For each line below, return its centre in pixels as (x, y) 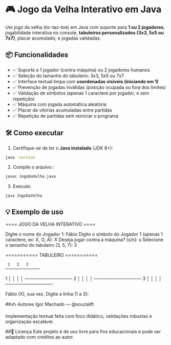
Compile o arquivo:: (33, 167)
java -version (20, 157)
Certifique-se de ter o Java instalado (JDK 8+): (63, 148)
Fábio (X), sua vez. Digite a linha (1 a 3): (47, 294)
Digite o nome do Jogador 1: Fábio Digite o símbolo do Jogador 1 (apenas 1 (84, 234)
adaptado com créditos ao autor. (40, 337)
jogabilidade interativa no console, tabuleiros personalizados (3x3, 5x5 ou (84, 32)
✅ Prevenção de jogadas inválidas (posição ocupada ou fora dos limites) (89, 87)
